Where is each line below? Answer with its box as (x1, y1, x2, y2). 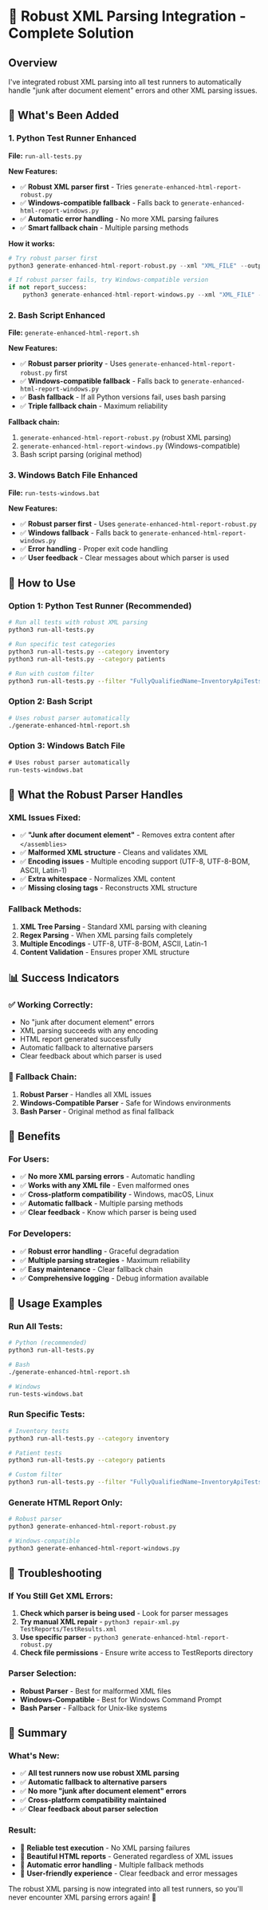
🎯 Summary (8, 1726, 68, 1740)
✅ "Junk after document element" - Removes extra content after (19, 830, 235, 840)
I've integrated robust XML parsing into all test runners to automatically (8, 77, 242, 86)
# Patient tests (8, 1449, 62, 1457)
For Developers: (8, 1228, 72, 1239)
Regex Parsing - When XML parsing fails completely (19, 930, 193, 939)
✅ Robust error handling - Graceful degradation (19, 1246, 179, 1256)
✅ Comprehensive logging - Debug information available (19, 1273, 209, 1283)
